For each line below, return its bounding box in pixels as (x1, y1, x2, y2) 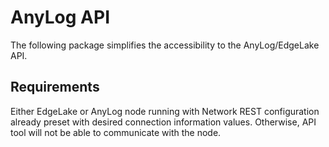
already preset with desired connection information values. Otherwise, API (10, 116, 317, 128)
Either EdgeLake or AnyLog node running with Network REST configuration (10, 105, 320, 117)
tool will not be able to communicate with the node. (10, 126, 222, 138)
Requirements (10, 79, 100, 96)
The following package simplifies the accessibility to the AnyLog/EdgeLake (10, 39, 320, 51)
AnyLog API (10, 6, 111, 29)
